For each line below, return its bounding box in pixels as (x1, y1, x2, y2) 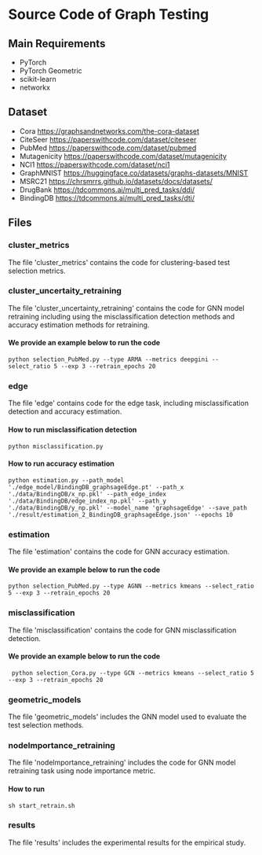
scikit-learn (19, 75, 56, 83)
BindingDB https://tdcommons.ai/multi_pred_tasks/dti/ (19, 193, 195, 202)
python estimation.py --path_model (8, 476, 125, 485)
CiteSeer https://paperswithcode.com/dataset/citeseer (19, 135, 197, 144)
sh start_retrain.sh (8, 802, 76, 809)
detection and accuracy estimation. (8, 407, 122, 416)
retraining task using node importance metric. (8, 766, 156, 776)
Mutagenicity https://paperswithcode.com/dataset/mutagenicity (19, 151, 227, 160)
